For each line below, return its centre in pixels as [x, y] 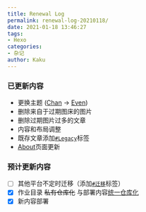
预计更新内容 [29, 167]
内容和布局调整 [39, 129]
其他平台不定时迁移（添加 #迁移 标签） [71, 184]
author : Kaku [26, 60]
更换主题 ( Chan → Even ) [53, 102]
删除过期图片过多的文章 [51, 120]
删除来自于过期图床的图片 [55, 112]
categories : [25, 47]
